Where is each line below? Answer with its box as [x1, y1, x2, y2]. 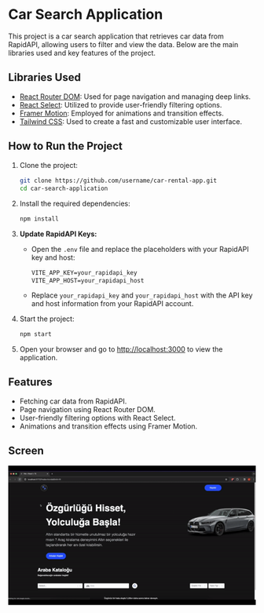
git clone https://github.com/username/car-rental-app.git [19, 177, 218, 184]
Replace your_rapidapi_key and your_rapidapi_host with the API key [31, 290, 253, 300]
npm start [19, 330, 53, 338]
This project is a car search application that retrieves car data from [8, 31, 224, 41]
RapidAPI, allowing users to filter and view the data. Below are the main [8, 39, 239, 49]
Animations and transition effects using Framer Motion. [19, 421, 198, 431]
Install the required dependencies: [19, 199, 131, 209]
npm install [19, 215, 59, 223]
